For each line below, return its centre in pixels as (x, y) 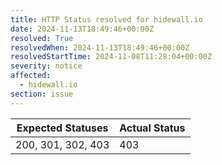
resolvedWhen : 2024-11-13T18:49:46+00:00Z (100, 47)
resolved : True (42, 38)
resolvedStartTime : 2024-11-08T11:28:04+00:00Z (111, 57)
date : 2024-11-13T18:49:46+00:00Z (82, 29)
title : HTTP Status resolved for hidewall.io (106, 19)
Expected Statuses (62, 128)
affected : (31, 76)
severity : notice (46, 66)
